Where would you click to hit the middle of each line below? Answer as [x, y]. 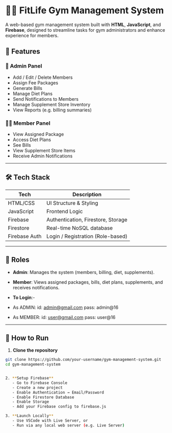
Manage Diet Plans [33, 94]
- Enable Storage [31, 402]
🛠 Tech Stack [28, 178]
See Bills [22, 145]
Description [87, 194]
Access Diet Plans [32, 140]
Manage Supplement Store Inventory [51, 104]
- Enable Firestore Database [43, 397]
